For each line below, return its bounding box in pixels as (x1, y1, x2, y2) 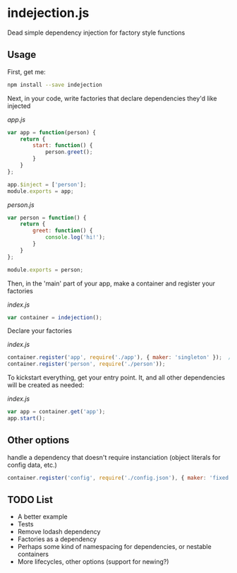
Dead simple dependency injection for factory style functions (7, 28, 186, 37)
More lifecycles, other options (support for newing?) (17, 557, 169, 566)
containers (17, 550, 49, 559)
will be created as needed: (7, 381, 85, 389)
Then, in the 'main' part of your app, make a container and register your (7, 279, 216, 288)
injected (7, 101, 31, 110)
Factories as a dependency (17, 535, 97, 543)
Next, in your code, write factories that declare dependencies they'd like (7, 94, 217, 102)
